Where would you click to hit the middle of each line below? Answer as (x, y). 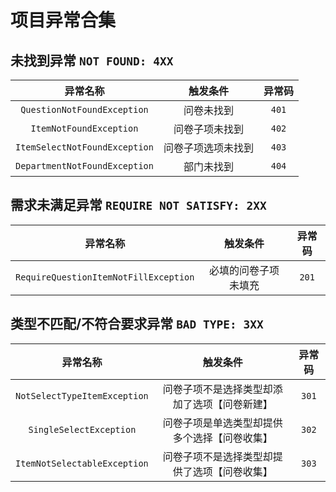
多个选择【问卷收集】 (222, 438)
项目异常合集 (63, 20)
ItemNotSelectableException (82, 463)
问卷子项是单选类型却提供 (222, 423)
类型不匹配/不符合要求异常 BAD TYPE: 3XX (137, 324)
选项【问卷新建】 (232, 404)
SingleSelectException (82, 429)
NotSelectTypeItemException (82, 395)
